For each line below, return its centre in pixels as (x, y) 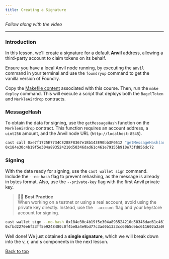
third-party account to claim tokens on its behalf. (56, 58)
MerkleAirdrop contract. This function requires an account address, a (77, 128)
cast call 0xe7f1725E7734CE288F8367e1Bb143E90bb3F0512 (64, 143)
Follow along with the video (34, 24)
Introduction (21, 42)
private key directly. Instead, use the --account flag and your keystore (90, 208)
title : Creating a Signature (36, 10)
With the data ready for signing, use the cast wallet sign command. (76, 171)
